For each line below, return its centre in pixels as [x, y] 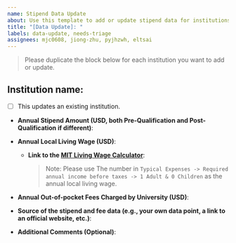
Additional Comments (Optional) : [67, 232]
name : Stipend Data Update [47, 14]
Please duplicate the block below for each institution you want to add [124, 60]
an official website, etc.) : [54, 218]
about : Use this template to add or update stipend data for [99, 20]
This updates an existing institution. [69, 106]
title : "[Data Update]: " [45, 27]
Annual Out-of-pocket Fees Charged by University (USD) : [103, 197]
